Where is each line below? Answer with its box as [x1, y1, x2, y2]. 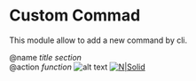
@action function [9, 61, 73, 72]
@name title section [9, 52, 82, 62]
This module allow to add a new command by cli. [9, 35, 188, 45]
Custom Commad [9, 5, 141, 26]
